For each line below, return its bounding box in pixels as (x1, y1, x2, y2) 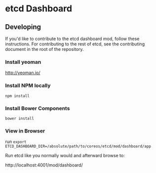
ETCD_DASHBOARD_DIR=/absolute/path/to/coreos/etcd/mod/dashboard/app (5, 144, 152, 149)
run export (5, 139, 27, 145)
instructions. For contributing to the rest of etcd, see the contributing (5, 41, 145, 47)
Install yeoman (5, 58, 41, 65)
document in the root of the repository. (5, 46, 84, 52)
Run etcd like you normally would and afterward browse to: (5, 153, 125, 159)
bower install (5, 116, 35, 121)
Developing (5, 23, 41, 31)
